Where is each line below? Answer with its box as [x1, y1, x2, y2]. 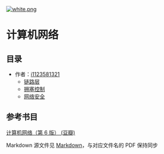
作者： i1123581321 [14, 71, 60, 77]
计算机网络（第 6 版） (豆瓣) [6, 128, 76, 136]
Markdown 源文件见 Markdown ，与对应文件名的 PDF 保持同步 [6, 142, 158, 149]
